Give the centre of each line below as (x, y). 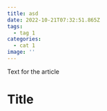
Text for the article (33, 71)
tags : (15, 26)
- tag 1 (25, 33)
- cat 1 (25, 46)
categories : (24, 39)
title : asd (23, 13)
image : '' (21, 52)
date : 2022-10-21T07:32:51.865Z (53, 20)
